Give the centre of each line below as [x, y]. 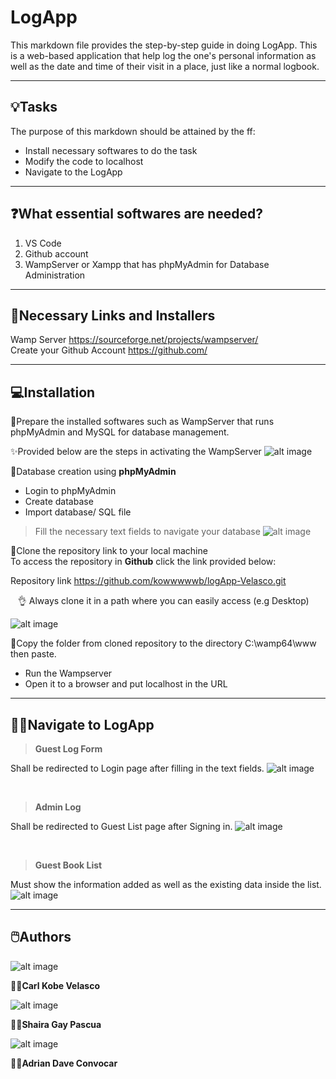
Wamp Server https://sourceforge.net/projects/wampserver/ [134, 340]
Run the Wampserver [68, 673]
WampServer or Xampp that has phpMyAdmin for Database [147, 264]
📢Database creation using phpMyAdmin [93, 472]
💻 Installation [53, 392]
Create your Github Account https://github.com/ [109, 350]
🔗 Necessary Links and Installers [113, 315]
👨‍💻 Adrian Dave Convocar [64, 1063]
